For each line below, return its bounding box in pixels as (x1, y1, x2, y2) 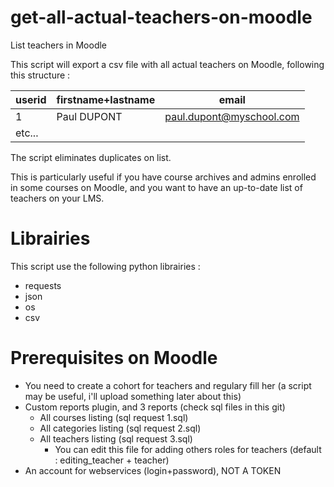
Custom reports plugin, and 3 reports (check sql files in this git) (24, 401, 286, 413)
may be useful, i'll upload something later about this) (24, 390, 242, 402)
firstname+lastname (56, 92, 156, 106)
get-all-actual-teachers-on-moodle (10, 6, 313, 29)
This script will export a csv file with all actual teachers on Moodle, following (10, 58, 325, 70)
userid (15, 92, 47, 106)
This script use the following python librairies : (10, 260, 201, 272)
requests (24, 279, 62, 291)
